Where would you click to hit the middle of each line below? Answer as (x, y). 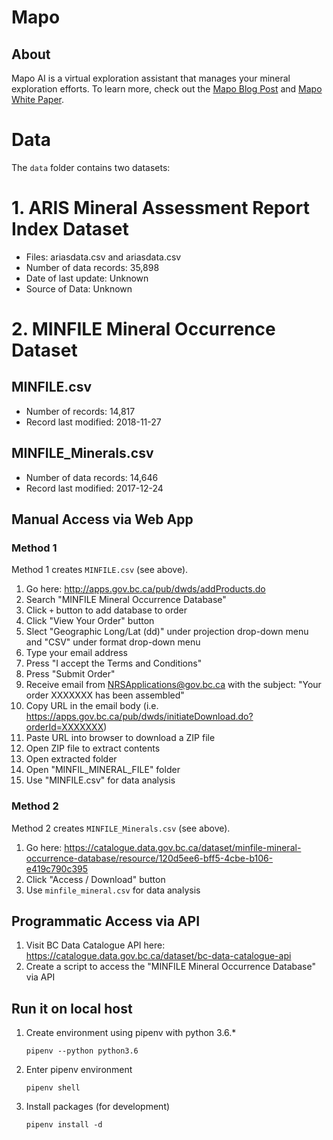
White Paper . (37, 99)
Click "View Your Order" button (90, 621)
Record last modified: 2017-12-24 (94, 488)
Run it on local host (72, 1008)
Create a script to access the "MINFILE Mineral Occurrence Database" (170, 967)
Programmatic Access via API (106, 921)
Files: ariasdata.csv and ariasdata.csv (103, 257)
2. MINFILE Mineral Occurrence (143, 329)
